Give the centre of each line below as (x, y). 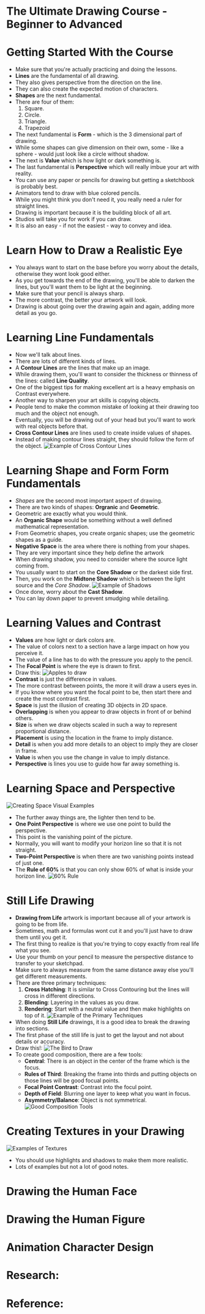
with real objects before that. (51, 426)
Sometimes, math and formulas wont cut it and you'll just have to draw (104, 930)
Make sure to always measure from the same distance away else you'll (104, 970)
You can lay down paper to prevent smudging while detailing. (92, 598)
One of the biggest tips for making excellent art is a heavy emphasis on (105, 387)
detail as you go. (36, 313)
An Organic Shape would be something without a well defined (94, 520)
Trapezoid (37, 128)
